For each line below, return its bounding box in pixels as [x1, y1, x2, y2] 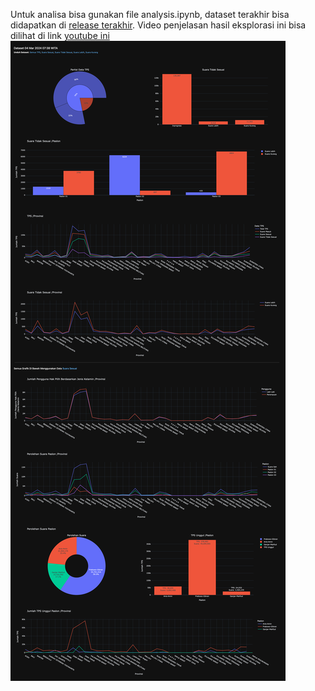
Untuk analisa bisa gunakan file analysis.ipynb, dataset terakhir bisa [10, 9, 290, 20]
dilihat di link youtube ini [10, 30, 110, 41]
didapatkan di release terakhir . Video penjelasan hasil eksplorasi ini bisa [10, 19, 307, 31]
